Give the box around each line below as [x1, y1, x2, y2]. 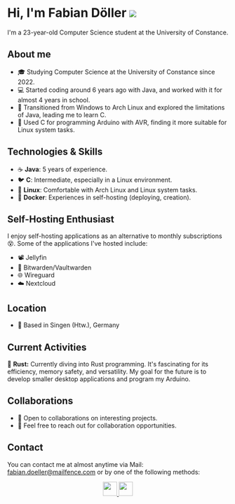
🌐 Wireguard [17, 271, 55, 279]
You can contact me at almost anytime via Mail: [7, 460, 144, 468]
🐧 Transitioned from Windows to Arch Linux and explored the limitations [17, 103, 225, 112]
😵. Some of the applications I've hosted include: [7, 239, 148, 248]
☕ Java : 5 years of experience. [17, 165, 107, 173]
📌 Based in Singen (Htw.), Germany [17, 321, 120, 329]
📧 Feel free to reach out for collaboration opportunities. [17, 421, 177, 430]
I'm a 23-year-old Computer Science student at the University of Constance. [7, 28, 229, 37]
